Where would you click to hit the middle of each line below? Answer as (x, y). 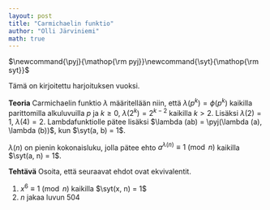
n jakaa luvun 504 (50, 197)
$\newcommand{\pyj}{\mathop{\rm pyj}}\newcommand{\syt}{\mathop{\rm (134, 62)
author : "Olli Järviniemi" (54, 31)
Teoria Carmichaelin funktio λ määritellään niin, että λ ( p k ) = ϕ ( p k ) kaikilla (131, 102)
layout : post (30, 16)
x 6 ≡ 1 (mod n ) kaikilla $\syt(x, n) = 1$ (84, 188)
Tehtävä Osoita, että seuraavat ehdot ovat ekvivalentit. (100, 172)
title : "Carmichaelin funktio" (61, 24)
